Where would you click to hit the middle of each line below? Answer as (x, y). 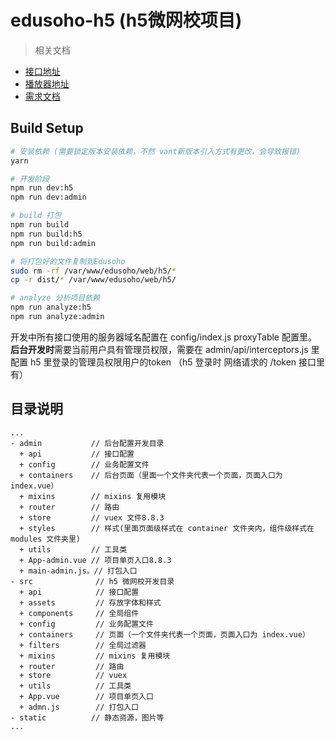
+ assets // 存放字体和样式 (90, 602)
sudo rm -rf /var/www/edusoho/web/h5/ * (93, 271)
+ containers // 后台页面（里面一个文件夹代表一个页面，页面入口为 (151, 475)
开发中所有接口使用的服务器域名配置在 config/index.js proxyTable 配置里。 (163, 337)
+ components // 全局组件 (79, 613)
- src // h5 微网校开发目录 (92, 581)
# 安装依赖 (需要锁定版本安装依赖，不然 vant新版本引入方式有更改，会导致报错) (155, 151)
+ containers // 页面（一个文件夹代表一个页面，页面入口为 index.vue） (164, 634)
